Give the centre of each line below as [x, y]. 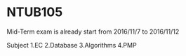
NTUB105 [35, 12]
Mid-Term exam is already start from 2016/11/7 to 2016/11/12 [93, 31]
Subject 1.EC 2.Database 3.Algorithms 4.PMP [72, 45]
